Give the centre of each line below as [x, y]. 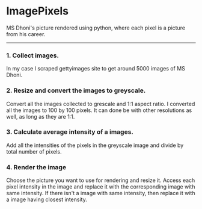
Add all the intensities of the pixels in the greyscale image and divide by [95, 145]
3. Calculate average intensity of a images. [70, 132]
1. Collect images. [32, 55]
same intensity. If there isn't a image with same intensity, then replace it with [101, 193]
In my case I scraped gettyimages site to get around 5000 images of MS [96, 69]
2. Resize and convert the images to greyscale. [76, 90]
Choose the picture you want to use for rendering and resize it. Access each [101, 180]
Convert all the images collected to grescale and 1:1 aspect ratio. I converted [101, 104]
